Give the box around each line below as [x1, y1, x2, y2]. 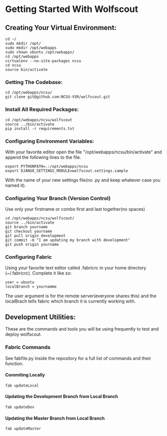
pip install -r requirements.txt [5, 126, 75, 131]
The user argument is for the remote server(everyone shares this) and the [5, 293, 157, 299]
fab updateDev [5, 405, 35, 410]
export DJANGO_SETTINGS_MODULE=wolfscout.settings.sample [5, 168, 128, 173]
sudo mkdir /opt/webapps [5, 45, 57, 50]
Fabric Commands [5, 344, 51, 351]
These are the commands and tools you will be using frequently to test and [5, 326, 159, 332]
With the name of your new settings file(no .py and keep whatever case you [5, 177, 161, 183]
